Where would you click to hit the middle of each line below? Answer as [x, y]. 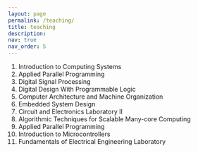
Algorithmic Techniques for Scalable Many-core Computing [104, 119]
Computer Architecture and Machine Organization [91, 97]
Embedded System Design [57, 104]
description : [27, 33]
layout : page [27, 14]
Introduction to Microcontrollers [64, 134]
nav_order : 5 [27, 47]
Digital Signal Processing [54, 81]
